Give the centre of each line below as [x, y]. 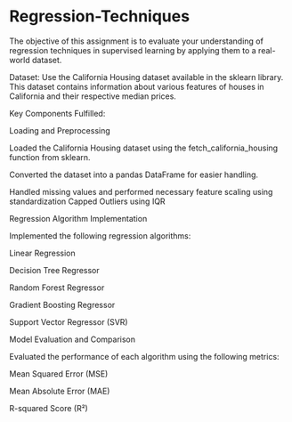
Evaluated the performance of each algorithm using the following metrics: [144, 356]
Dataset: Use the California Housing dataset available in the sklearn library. [146, 77]
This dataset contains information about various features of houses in [137, 86]
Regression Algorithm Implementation [78, 218]
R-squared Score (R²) [49, 408]
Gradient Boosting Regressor [62, 304]
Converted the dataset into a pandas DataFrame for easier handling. [134, 174]
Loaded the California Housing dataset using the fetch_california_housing [144, 148]
